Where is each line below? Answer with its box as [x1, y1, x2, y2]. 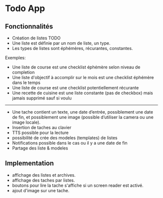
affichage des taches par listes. [12, 177, 75, 183]
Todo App [5, 3, 45, 14]
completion [12, 69, 35, 75]
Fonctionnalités [5, 22, 53, 31]
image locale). [12, 119, 41, 125]
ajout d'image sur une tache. [12, 187, 69, 193]
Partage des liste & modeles [12, 145, 68, 151]
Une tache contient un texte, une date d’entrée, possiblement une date [12, 109, 153, 115]
